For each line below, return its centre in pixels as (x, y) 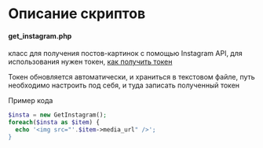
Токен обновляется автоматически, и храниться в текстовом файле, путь (131, 77)
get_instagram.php (40, 35)
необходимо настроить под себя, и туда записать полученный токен (124, 85)
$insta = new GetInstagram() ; (58, 115)
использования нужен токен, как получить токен (90, 62)
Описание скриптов (77, 14)
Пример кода (31, 101)
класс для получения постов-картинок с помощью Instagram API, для (126, 54)
